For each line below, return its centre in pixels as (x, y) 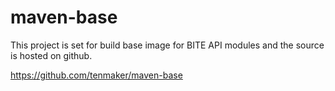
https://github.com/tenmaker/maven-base (96, 75)
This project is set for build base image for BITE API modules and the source (167, 45)
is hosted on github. (51, 55)
